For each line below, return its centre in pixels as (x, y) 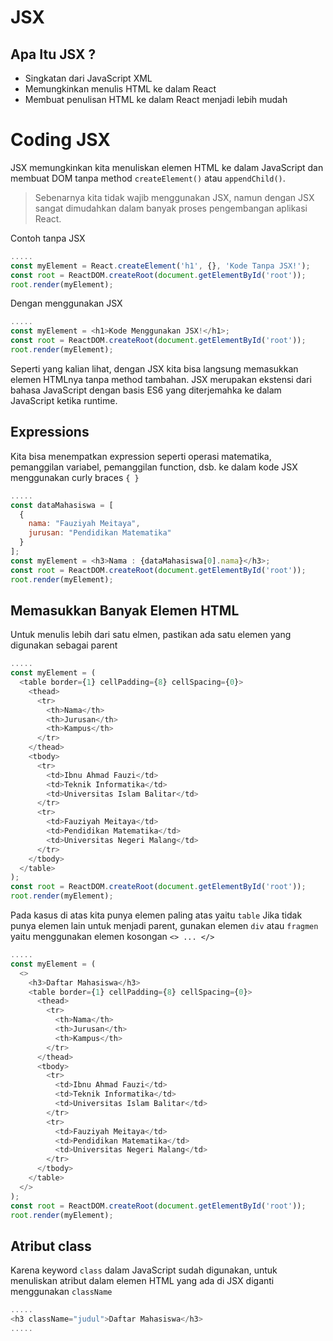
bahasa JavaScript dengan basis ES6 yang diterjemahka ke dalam (146, 390)
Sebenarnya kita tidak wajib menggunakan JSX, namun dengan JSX (174, 197)
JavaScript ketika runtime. (64, 400)
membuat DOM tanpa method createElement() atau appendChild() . (148, 178)
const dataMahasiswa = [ (62, 505)
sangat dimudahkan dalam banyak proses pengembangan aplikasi (171, 208)
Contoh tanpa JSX (48, 238)
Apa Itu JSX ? (53, 54)
